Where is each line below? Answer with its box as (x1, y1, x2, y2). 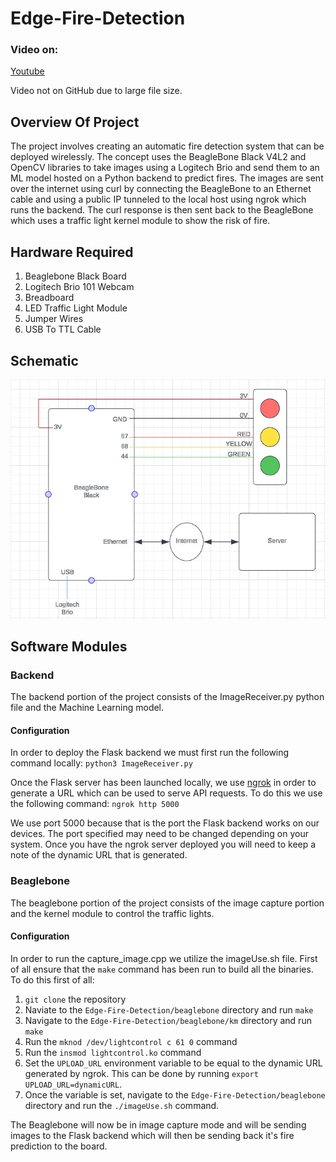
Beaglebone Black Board (24, 270, 127, 282)
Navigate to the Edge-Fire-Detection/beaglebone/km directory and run (24, 1014, 312, 1026)
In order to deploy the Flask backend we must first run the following (10, 747, 290, 759)
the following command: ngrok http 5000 (10, 798, 180, 810)
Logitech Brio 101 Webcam (24, 281, 135, 293)
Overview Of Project (10, 113, 140, 131)
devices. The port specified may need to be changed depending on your (10, 828, 309, 840)
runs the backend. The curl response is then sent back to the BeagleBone (10, 204, 314, 216)
